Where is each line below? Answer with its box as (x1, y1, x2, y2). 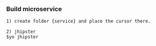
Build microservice (6, 5, 62, 13)
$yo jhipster (6, 34, 39, 40)
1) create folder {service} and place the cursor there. (6, 19, 151, 24)
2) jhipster (6, 29, 36, 35)
